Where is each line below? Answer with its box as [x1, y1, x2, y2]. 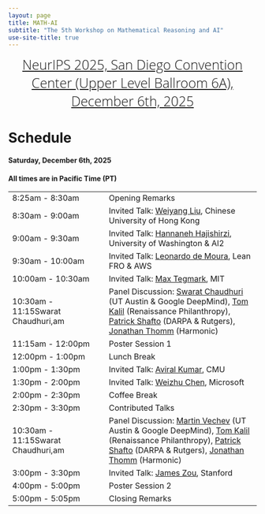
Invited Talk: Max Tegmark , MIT [109, 274, 225, 285]
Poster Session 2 [109, 480, 172, 491]
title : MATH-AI [8, 19, 58, 27]
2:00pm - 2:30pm [12, 389, 80, 400]
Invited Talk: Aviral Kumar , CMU [109, 364, 226, 375]
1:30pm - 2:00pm [12, 377, 80, 388]
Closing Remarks [109, 494, 172, 505]
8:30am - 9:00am [12, 210, 80, 222]
